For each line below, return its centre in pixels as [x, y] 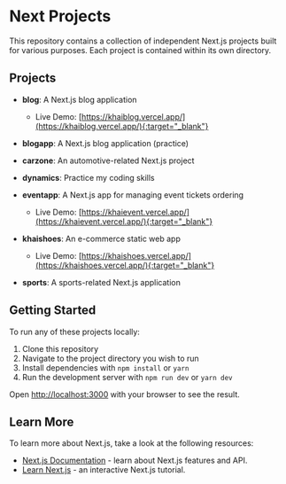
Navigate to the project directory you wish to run [110, 358]
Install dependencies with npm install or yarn [105, 367]
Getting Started [53, 311]
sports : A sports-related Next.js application [101, 282]
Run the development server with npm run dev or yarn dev [127, 377]
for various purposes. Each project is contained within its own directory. [140, 50]
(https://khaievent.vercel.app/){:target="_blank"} [124, 221]
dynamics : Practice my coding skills [88, 177]
